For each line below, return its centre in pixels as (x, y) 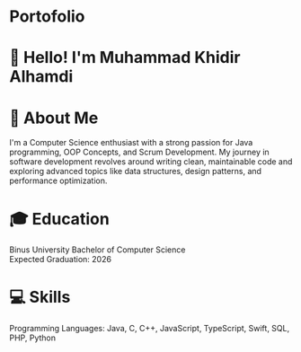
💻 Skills (40, 297)
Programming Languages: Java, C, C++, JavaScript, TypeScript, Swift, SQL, (150, 329)
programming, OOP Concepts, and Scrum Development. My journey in (139, 152)
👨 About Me (54, 118)
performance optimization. (58, 180)
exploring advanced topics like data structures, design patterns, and (136, 172)
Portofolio (47, 17)
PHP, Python (33, 338)
